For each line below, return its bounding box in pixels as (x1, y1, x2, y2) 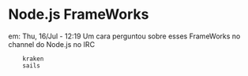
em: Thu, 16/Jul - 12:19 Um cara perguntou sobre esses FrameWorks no (8, 31, 241, 41)
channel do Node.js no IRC (8, 39, 96, 49)
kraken (22, 55, 44, 63)
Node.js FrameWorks (8, 5, 149, 24)
